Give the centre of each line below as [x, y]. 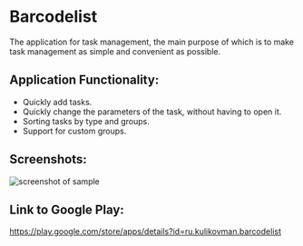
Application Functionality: [84, 80]
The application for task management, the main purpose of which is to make [152, 42]
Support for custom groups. [74, 131]
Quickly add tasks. [57, 102]
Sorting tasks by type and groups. [86, 121]
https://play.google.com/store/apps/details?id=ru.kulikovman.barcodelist [145, 231]
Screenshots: [49, 159]
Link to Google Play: [67, 209]
